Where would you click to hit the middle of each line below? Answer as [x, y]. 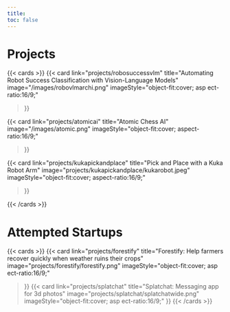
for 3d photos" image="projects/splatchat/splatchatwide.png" [112, 294]
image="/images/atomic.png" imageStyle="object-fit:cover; [92, 129]
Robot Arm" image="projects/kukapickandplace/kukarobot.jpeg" [99, 170]
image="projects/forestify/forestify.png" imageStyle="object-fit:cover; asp [113, 266]
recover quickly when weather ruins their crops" [76, 258]
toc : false [23, 20]
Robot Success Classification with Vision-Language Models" [93, 81]
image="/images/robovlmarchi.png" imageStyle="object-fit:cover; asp [106, 87]
